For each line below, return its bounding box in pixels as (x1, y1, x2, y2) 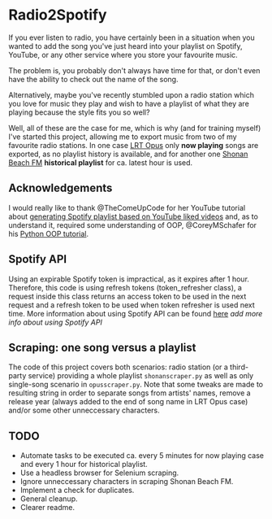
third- (230, 362, 249, 372)
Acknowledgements (8, 181, 113, 195)
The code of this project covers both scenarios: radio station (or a (8, 362, 229, 372)
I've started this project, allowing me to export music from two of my (8, 132, 237, 142)
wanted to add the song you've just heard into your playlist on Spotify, (8, 41, 243, 50)
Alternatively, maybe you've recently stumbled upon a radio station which (8, 89, 254, 99)
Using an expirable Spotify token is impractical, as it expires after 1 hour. (8, 274, 250, 284)
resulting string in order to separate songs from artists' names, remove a (8, 388, 251, 398)
